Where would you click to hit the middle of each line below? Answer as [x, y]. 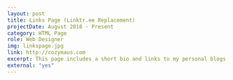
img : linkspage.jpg [36, 46]
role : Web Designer [36, 40]
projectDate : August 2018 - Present [60, 26]
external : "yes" [31, 65]
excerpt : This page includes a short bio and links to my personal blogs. [118, 59]
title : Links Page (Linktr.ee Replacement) [72, 20]
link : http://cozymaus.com [46, 53]
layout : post [26, 14]
